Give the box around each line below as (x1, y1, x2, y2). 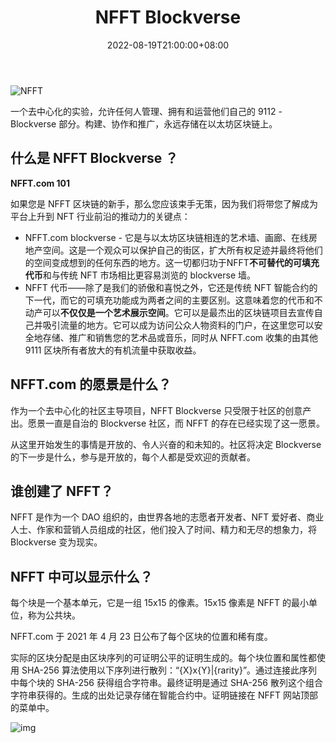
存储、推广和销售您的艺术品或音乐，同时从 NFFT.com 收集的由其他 (42, 331, 319, 343)
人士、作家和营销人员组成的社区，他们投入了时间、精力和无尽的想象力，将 (10, 524, 317, 536)
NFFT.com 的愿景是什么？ (10, 376, 172, 393)
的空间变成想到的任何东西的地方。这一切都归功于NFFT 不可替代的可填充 (24, 256, 320, 268)
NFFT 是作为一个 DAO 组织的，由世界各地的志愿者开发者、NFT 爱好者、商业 (10, 511, 325, 523)
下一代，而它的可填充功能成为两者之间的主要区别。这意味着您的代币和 (24, 294, 315, 306)
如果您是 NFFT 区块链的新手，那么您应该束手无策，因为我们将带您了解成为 (10, 197, 318, 210)
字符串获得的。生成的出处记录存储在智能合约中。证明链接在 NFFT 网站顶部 (10, 689, 318, 701)
